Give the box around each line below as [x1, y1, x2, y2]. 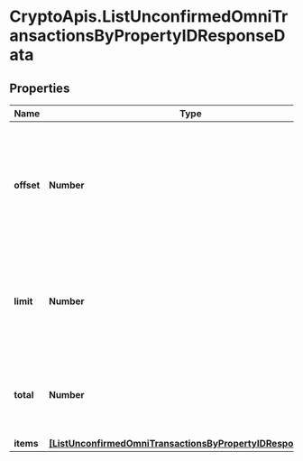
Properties [9, 80, 70, 96]
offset [14, 179, 41, 191]
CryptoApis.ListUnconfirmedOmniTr [9, 6, 289, 27]
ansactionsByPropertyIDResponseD [9, 25, 286, 46]
